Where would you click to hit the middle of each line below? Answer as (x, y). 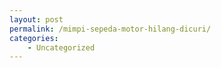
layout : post (36, 19)
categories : (34, 38)
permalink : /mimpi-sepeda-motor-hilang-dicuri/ (110, 29)
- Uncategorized (61, 47)
